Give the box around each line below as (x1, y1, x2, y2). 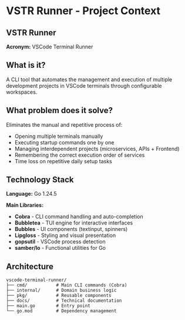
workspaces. (6, 88, 38, 95)
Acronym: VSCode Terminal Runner (6, 43, 93, 50)
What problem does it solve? (6, 105, 113, 116)
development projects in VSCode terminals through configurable (6, 82, 162, 89)
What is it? (6, 60, 46, 70)
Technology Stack (6, 175, 74, 185)
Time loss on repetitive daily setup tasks (14, 157, 113, 164)
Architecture (6, 261, 54, 272)
